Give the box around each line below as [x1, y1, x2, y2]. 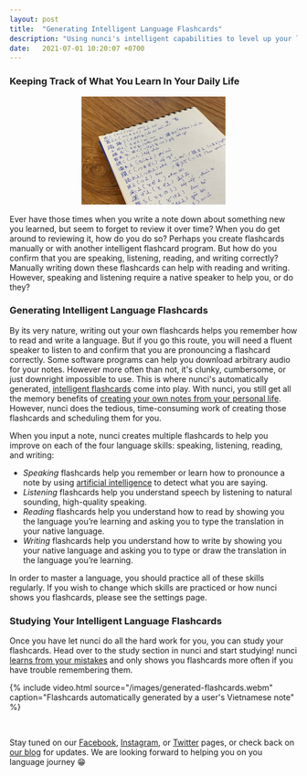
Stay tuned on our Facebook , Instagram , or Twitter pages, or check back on [9, 737, 295, 749]
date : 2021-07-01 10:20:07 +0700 [9, 44, 145, 53]
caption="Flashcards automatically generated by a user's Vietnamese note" [9, 692, 295, 703]
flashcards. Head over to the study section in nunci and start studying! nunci [9, 645, 298, 656]
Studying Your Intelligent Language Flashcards [9, 614, 222, 627]
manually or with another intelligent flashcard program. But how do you [9, 242, 277, 253]
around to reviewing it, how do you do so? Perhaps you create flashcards [9, 233, 285, 244]
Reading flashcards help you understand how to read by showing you [22, 505, 285, 516]
